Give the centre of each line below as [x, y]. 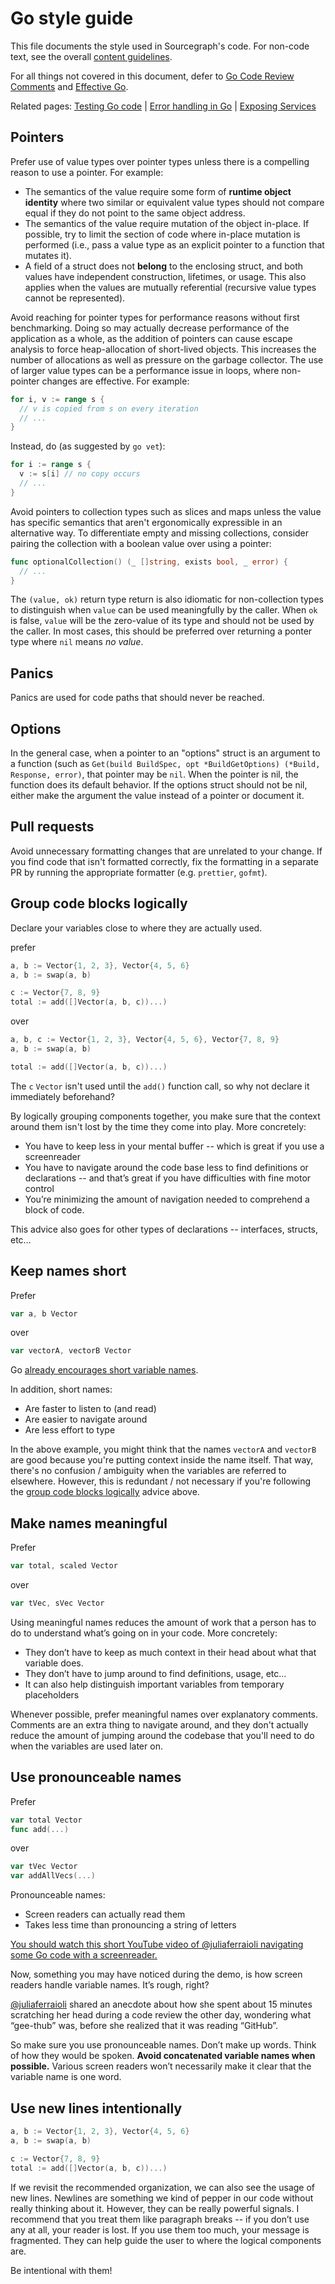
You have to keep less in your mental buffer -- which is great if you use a [174, 1146]
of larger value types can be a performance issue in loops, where [145, 370]
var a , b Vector [44, 1313]
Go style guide [72, 18]
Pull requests [52, 827]
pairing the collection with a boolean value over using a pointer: [141, 543]
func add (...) [40, 1829]
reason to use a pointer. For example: [87, 172]
